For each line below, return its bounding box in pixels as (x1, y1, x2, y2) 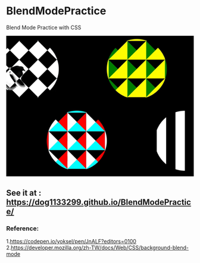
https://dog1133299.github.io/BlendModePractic (6, 197, 192, 207)
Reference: (6, 224, 39, 233)
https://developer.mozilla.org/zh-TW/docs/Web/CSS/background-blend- (11, 244, 189, 251)
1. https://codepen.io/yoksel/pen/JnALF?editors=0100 (6, 238, 137, 245)
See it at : (6, 187, 42, 198)
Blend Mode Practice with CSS (6, 24, 82, 31)
